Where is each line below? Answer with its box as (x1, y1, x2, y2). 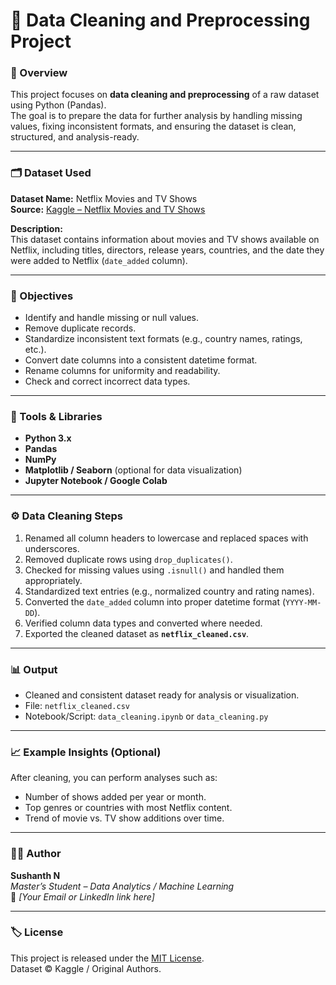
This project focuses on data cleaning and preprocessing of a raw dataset (10, 89, 320, 101)
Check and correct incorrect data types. (24, 375, 191, 388)
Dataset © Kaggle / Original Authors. (10, 962, 162, 974)
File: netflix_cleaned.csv (24, 699, 131, 711)
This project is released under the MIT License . (10, 952, 205, 964)
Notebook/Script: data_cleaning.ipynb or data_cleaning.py (24, 710, 269, 722)
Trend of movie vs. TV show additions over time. (24, 812, 225, 824)
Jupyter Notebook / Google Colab (24, 475, 168, 487)
